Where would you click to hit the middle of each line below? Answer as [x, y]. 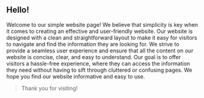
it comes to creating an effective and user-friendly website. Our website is [100, 31]
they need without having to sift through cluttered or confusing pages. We [99, 70]
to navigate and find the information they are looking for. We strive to [93, 44]
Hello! [18, 10]
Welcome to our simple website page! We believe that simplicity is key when [102, 24]
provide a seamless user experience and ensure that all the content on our [100, 51]
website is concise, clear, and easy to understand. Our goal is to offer [94, 57]
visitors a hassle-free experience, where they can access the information [98, 63]
